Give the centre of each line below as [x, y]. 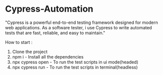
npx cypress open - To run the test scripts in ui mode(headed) [75, 62]
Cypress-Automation [49, 9]
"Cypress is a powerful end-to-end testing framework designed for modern [82, 22]
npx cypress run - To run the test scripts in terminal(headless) [75, 67]
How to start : [19, 42]
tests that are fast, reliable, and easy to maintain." [55, 33]
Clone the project [30, 52]
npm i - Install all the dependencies [48, 56]
